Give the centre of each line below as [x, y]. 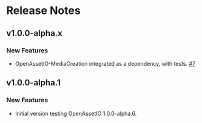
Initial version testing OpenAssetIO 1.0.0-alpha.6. [76, 113]
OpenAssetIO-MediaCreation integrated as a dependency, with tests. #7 [105, 63]
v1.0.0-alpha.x [34, 33]
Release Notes [43, 11]
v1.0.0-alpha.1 [33, 83]
